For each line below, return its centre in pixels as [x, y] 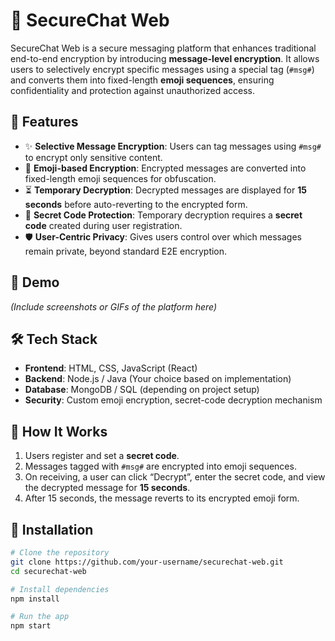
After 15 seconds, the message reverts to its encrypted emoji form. [162, 498]
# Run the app [40, 617]
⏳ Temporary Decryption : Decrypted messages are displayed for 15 [165, 190]
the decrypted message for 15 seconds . [107, 488]
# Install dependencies [60, 589]
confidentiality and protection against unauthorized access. [132, 90]
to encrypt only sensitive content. [93, 157]
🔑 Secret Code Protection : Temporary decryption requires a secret [163, 215]
